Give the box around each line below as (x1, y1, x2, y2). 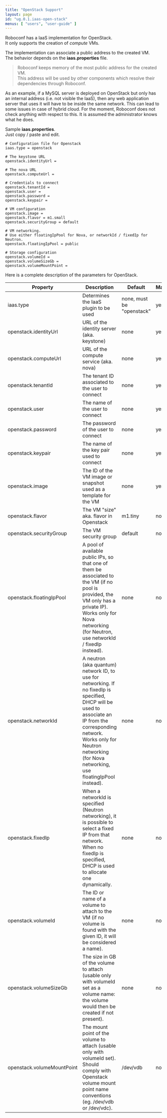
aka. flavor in (82, 512, 113, 519)
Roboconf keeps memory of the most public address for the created (17, 65, 157, 71)
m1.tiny (121, 512, 139, 519)
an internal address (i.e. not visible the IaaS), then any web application (5, 96, 149, 102)
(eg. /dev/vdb (82, 1099, 114, 1106)
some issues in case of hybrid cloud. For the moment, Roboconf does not (5, 106, 156, 112)
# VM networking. (5, 229, 41, 234)
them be (82, 566, 102, 573)
